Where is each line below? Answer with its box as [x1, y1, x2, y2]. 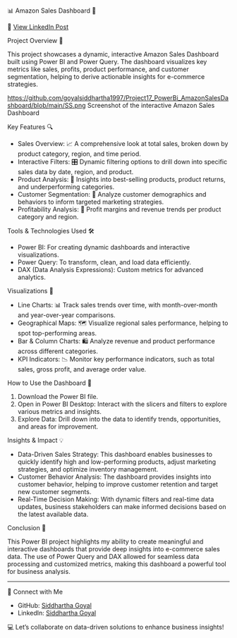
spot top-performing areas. [17, 329, 97, 337]
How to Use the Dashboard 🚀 [7, 379, 92, 387]
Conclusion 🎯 [7, 524, 47, 532]
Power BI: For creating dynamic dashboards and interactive [17, 243, 190, 251]
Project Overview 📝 [7, 37, 63, 44]
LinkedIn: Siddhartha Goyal [17, 609, 97, 617]
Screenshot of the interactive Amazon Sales [87, 102, 215, 109]
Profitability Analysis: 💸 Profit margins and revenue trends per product [17, 205, 221, 214]
